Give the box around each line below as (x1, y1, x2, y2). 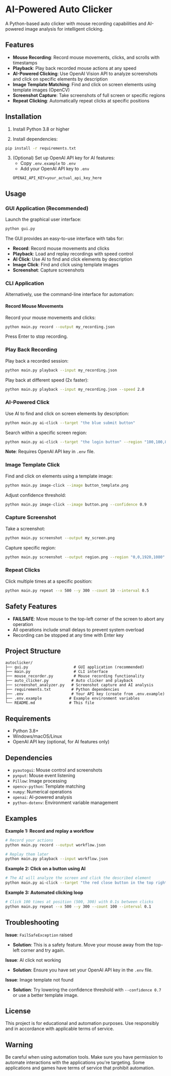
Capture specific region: (5, 544, 56, 550)
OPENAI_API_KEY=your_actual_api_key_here (12, 176, 102, 181)
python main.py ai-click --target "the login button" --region (5, 439, 142, 444)
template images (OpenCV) (12, 87, 70, 93)
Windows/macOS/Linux (12, 733, 63, 739)
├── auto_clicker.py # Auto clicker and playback (5, 678, 133, 683)
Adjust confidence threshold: (5, 492, 66, 498)
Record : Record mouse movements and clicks (12, 245, 109, 251)
